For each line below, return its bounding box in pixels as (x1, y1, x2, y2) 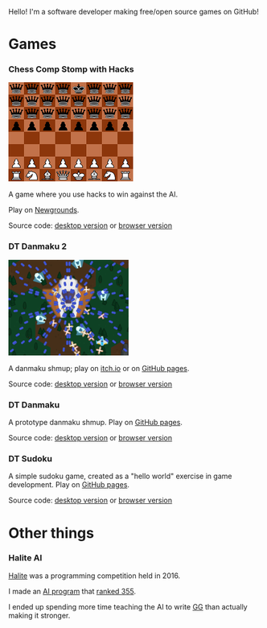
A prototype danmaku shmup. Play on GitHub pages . (8, 418, 183, 428)
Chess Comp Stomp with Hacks (8, 64, 134, 75)
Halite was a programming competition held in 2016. (8, 571, 181, 580)
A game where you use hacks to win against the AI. (8, 189, 179, 200)
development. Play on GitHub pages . (8, 480, 130, 490)
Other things (8, 523, 95, 542)
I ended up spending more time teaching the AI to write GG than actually (8, 601, 248, 611)
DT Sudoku (8, 453, 53, 464)
